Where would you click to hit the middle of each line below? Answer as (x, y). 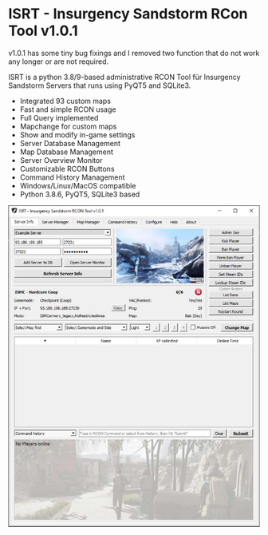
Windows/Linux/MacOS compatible (78, 185)
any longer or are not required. (59, 61)
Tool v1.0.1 (43, 31)
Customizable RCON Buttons (67, 168)
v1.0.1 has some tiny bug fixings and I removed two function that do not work (134, 53)
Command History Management (72, 177)
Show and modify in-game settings (77, 135)
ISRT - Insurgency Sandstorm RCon (128, 14)
